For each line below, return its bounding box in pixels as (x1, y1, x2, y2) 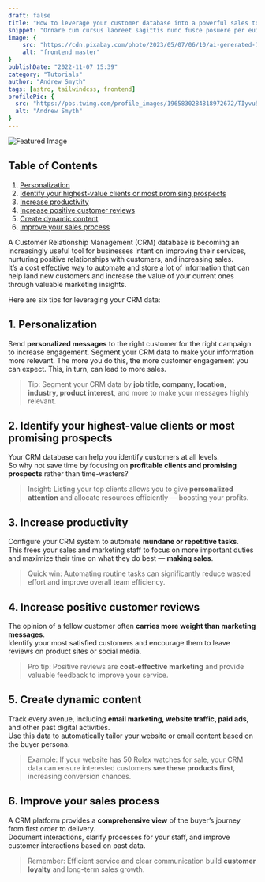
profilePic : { (8, 93, 55, 100)
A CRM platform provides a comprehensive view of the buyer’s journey (8, 816, 241, 825)
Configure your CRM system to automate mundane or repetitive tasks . (8, 537, 239, 547)
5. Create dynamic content (8, 693, 142, 706)
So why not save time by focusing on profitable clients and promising (8, 460, 237, 471)
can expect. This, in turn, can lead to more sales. (8, 364, 167, 373)
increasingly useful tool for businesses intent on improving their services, (8, 246, 247, 256)
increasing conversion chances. (27, 771, 132, 781)
